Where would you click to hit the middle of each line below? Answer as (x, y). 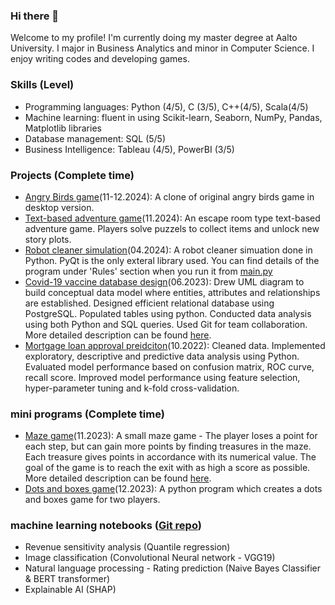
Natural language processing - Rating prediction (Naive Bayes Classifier (172, 568)
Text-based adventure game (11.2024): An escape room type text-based (172, 218)
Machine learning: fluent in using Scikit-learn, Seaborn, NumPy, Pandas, (173, 117)
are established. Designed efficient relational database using (149, 303)
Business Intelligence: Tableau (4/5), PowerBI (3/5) (129, 149)
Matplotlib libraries (63, 128)
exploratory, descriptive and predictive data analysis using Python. (162, 356)
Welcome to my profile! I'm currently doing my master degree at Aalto (154, 38)
